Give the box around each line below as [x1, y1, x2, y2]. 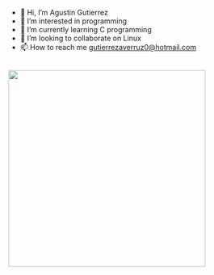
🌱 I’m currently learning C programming [19, 25, 152, 34]
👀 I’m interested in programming [19, 16, 128, 26]
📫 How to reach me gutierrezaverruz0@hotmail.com [19, 43, 196, 52]
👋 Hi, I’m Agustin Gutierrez [19, 8, 109, 17]
